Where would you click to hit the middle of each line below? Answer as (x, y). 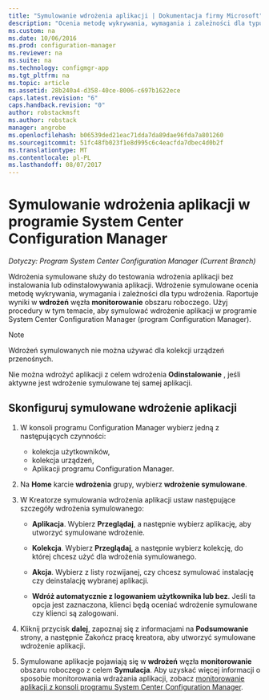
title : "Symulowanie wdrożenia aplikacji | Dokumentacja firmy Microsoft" (136, 16)
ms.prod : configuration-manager (62, 46)
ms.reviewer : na (35, 53)
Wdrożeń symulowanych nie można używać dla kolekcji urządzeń (116, 351)
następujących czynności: (63, 436)
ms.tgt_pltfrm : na (39, 75)
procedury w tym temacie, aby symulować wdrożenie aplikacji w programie (133, 311)
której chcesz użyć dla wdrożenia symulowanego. (114, 556)
